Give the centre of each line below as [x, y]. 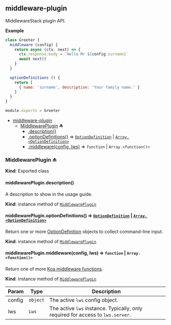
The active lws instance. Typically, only [96, 308]
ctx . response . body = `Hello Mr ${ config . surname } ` [74, 54]
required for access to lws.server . [90, 315]
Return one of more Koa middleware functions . [54, 269]
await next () [33, 59]
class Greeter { [22, 40]
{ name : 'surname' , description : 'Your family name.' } [79, 87]
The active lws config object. [83, 300]
